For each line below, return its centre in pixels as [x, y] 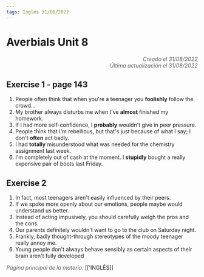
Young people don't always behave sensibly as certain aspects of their [104, 250]
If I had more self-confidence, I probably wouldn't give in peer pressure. [106, 125]
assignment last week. [43, 151]
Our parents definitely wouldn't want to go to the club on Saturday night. [105, 230]
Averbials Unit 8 [47, 42]
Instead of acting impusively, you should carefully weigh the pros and [102, 217]
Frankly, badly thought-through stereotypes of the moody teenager [99, 237]
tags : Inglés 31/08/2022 [38, 12]
